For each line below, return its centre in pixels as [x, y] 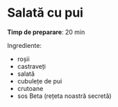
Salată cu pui [45, 13]
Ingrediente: [24, 45]
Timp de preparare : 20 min [46, 32]
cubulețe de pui [40, 81]
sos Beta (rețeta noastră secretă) [65, 96]
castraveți [32, 66]
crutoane [30, 88]
